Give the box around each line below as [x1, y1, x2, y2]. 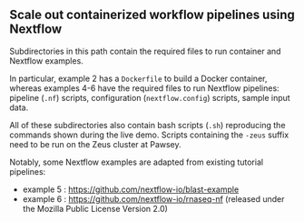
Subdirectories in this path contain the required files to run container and [9, 45, 281, 56]
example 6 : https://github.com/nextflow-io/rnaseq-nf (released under [22, 193, 285, 204]
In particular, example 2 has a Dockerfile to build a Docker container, [9, 73, 268, 84]
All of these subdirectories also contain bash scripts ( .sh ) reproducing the [9, 119, 286, 130]
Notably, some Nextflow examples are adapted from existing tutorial [9, 156, 264, 167]
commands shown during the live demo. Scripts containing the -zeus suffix [9, 129, 289, 140]
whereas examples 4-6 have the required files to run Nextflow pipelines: [9, 82, 279, 94]
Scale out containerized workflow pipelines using [9, 7, 295, 23]
